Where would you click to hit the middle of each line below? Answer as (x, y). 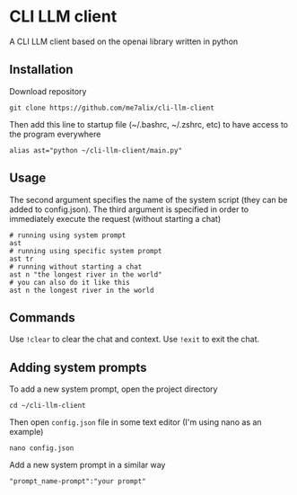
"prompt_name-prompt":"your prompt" (78, 482)
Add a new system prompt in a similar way (87, 465)
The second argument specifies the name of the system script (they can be (148, 199)
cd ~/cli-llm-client (48, 406)
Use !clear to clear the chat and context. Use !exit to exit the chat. (135, 340)
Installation (41, 70)
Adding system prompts (78, 367)
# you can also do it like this (70, 282)
